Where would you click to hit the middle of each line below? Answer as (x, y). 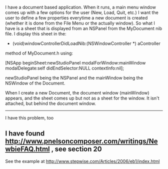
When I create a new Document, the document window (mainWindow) (77, 93)
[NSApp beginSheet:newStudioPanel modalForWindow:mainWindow (75, 63)
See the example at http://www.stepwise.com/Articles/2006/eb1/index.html (82, 161)
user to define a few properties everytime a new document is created (76, 18)
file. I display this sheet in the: (36, 34)
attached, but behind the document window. (51, 103)
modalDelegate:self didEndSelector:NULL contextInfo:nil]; (64, 68)
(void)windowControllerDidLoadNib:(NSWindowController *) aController (86, 43)
